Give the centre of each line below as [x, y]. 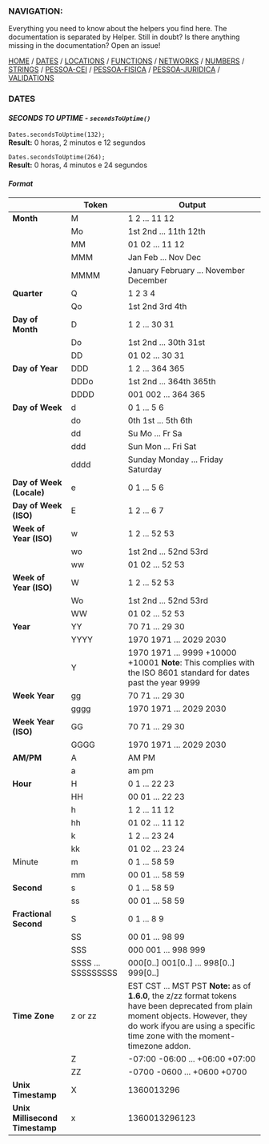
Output [193, 204]
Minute [25, 861]
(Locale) [29, 492]
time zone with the [163, 1036]
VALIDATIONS [31, 78]
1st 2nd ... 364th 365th [172, 381]
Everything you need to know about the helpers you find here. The [118, 29]
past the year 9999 [164, 682]
